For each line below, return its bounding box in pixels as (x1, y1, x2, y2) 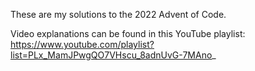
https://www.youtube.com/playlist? (10, 39, 155, 50)
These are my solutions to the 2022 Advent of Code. (10, 9, 227, 20)
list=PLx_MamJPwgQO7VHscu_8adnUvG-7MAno (10, 49, 213, 61)
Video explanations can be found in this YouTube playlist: (10, 28, 246, 39)
